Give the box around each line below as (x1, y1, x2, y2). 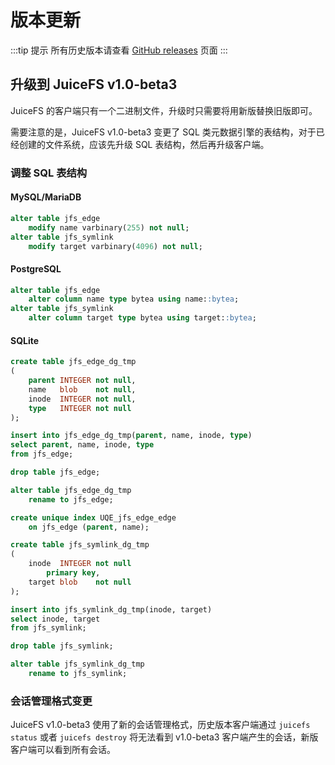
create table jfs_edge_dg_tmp (10, 357, 137, 367)
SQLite (10, 334, 40, 346)
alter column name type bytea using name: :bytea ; (28, 294, 240, 305)
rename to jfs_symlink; (28, 669, 128, 679)
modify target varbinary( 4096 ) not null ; (28, 241, 203, 251)
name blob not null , (28, 384, 137, 395)
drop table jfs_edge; (10, 467, 101, 478)
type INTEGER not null (28, 403, 132, 413)
